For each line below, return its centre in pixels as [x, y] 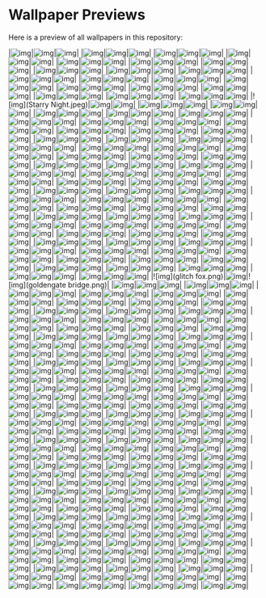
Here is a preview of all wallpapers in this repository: [96, 37]
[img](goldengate [37, 284]
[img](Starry [29, 104]
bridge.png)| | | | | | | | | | [163, 284]
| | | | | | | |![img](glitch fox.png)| [127, 276]
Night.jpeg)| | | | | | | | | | [154, 104]
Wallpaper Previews [77, 15]
